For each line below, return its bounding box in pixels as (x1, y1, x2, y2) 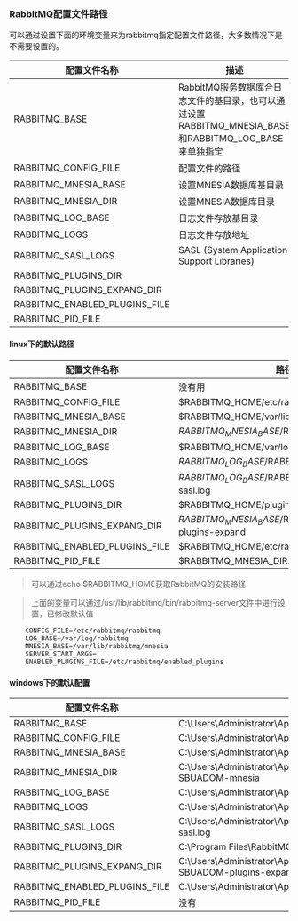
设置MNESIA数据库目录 (178, 195, 276, 208)
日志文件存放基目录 (178, 212, 259, 225)
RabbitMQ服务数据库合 (178, 82, 273, 94)
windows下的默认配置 (9, 677, 90, 687)
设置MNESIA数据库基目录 (178, 179, 285, 192)
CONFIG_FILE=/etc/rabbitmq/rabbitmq (25, 626, 161, 636)
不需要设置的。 (9, 41, 64, 52)
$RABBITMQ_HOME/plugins (178, 499, 295, 512)
